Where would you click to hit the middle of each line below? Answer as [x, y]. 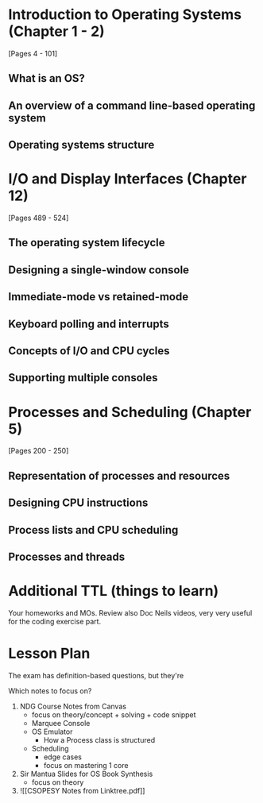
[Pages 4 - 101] [33, 53]
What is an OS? [47, 78]
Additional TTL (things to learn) [114, 591]
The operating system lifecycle [87, 243]
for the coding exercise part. [55, 621]
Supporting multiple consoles [83, 378]
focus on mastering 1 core [86, 765]
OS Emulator [52, 732]
